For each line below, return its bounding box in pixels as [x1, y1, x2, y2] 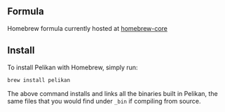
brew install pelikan [7, 76, 71, 83]
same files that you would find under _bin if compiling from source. [7, 97, 201, 105]
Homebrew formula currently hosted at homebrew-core [7, 24, 168, 32]
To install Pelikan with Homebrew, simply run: [7, 63, 138, 71]
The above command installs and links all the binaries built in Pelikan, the [7, 89, 219, 97]
